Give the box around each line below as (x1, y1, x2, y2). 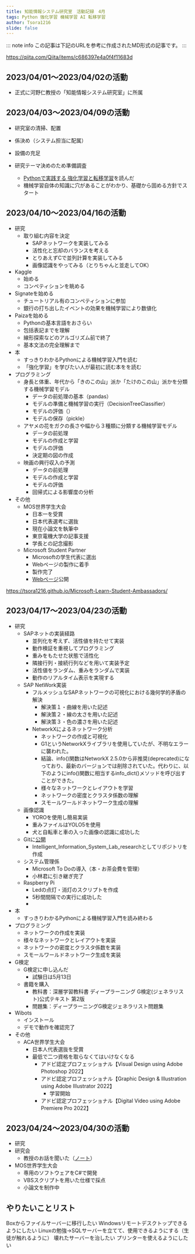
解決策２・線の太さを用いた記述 (40, 711, 118, 718)
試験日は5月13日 (32, 973, 72, 980)
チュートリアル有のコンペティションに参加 (23, 297, 126, 304)
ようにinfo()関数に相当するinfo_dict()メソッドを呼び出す (51, 769, 186, 776)
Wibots (14, 1009, 32, 1016)
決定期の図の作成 (32, 451, 74, 459)
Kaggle (14, 268, 32, 275)
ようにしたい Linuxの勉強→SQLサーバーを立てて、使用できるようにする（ (6, 1227, 184, 1234)
